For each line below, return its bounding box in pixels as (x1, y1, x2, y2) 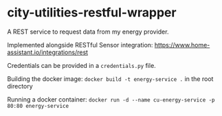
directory (7, 82, 33, 90)
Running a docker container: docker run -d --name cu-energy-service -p (7, 95, 215, 104)
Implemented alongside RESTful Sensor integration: (7, 40, 153, 49)
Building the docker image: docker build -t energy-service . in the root (7, 74, 214, 83)
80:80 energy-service (7, 102, 69, 109)
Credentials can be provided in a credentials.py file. (7, 61, 156, 69)
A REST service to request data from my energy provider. (7, 27, 169, 36)
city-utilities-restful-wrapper (7, 5, 177, 21)
